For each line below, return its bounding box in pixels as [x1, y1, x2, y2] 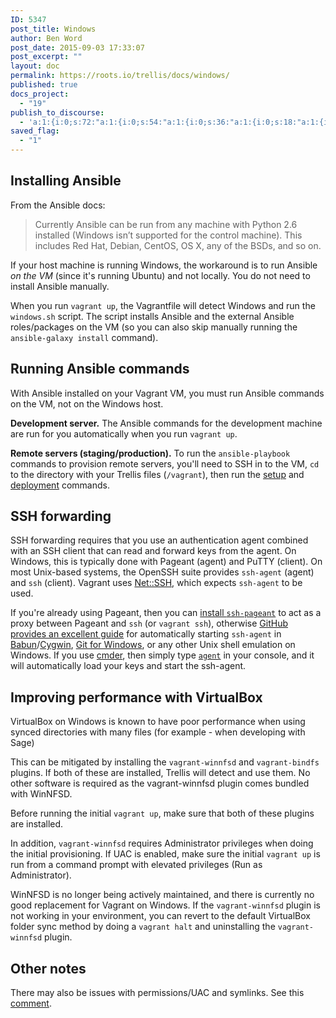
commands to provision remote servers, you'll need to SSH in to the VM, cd [10, 457, 320, 470]
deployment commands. [10, 479, 110, 491]
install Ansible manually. [10, 280, 110, 292]
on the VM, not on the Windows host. [10, 397, 164, 410]
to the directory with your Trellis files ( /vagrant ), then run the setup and [10, 468, 305, 480]
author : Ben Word [10, 33, 83, 43]
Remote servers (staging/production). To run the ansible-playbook [10, 447, 291, 459]
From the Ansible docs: [10, 199, 106, 211]
